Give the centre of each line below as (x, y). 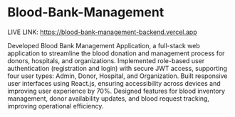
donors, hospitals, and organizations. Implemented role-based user (106, 60)
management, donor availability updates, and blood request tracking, (109, 98)
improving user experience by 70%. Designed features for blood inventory (116, 91)
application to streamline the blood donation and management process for (116, 53)
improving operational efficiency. (56, 106)
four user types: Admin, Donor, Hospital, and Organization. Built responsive (117, 76)
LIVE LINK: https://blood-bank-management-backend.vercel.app (102, 32)
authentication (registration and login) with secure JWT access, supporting (117, 68)
